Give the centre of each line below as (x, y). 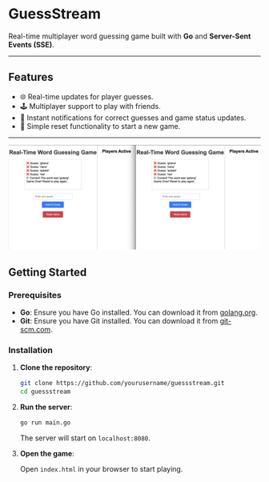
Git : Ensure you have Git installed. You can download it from (119, 321)
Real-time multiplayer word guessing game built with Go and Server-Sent (130, 36)
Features (31, 77)
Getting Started (48, 272)
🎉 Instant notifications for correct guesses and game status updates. (133, 118)
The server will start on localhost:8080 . (85, 438)
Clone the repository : (56, 368)
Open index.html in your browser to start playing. (101, 469)
